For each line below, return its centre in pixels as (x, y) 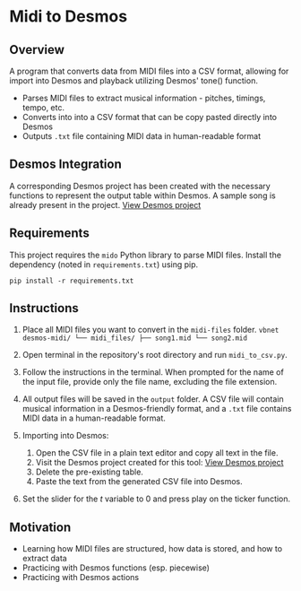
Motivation (40, 527)
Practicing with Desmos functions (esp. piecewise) (116, 568)
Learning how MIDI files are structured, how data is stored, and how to (152, 549)
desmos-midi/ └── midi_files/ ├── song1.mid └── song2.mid (135, 338)
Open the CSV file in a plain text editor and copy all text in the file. (157, 453)
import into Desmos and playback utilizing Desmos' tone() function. (133, 81)
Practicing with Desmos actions (81, 578)
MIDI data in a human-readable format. (94, 418)
